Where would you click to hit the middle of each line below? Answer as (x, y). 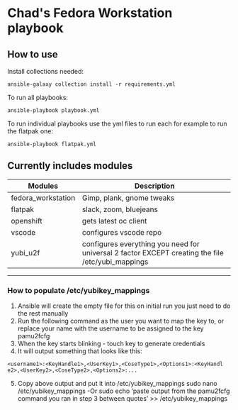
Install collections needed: (45, 71)
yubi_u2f (25, 253)
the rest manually (43, 314)
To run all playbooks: (38, 98)
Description (154, 186)
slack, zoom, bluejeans (120, 209)
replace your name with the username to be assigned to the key (110, 328)
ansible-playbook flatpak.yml (52, 144)
